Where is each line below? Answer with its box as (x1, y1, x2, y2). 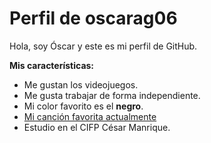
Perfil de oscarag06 (9, 7, 178, 30)
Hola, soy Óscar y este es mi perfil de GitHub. (9, 40, 198, 52)
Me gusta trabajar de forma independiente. (23, 89, 201, 101)
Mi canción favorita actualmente (23, 110, 157, 122)
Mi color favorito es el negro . (23, 100, 144, 112)
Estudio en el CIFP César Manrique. (23, 121, 171, 133)
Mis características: (9, 59, 95, 71)
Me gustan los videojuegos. (23, 78, 139, 91)
